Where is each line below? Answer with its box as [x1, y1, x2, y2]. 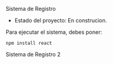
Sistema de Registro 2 [5, 51, 61, 58]
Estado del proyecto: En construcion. [14, 17, 108, 24]
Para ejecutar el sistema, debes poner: [5, 28, 103, 36]
